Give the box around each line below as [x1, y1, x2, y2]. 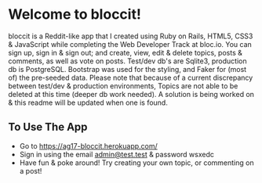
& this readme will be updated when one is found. [8, 98, 169, 107]
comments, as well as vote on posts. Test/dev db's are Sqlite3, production [8, 56, 247, 66]
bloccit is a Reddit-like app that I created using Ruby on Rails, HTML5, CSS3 [8, 31, 253, 41]
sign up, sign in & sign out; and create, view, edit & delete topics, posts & [8, 48, 243, 57]
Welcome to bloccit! [8, 5, 141, 23]
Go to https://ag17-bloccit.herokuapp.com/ [19, 141, 158, 150]
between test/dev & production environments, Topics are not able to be [8, 81, 238, 91]
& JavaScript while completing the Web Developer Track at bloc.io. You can [8, 39, 253, 48]
